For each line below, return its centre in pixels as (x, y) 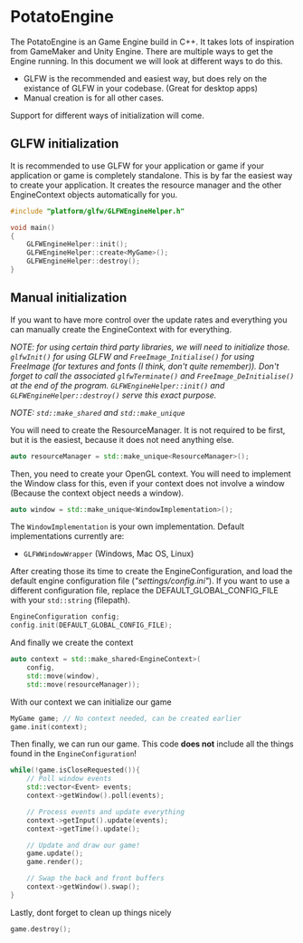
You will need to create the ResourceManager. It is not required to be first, (148, 430)
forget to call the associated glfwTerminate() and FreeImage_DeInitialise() (152, 375)
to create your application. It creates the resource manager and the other (146, 185)
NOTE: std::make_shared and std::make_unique (98, 412)
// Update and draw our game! (84, 845)
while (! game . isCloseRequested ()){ (76, 770)
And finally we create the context (72, 643)
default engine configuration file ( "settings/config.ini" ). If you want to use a (150, 581)
